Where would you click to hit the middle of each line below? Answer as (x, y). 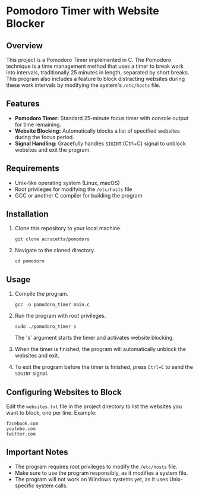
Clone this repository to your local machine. (68, 228)
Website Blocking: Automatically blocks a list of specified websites (97, 131)
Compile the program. (42, 294)
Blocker (26, 24)
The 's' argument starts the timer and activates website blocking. (94, 338)
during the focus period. (44, 137)
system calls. (52, 485)
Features (23, 104)
